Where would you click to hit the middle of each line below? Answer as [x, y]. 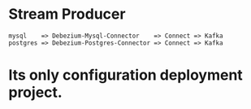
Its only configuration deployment [126, 75]
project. [35, 92]
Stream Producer [67, 14]
